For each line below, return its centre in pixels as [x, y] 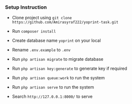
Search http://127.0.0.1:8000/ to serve [52, 97]
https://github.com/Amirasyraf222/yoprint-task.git [65, 22]
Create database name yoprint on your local [56, 40]
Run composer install [34, 31]
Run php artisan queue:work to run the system [58, 78]
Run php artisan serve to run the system [53, 87]
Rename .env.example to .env [41, 50]
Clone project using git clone [42, 18]
